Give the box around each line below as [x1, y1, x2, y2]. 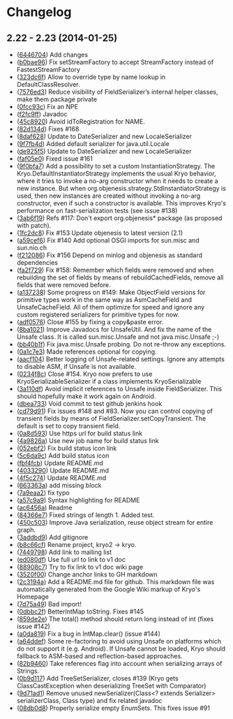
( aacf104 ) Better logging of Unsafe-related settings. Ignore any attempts [16, 355, 225, 363]
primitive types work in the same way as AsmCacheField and [16, 296, 193, 304]
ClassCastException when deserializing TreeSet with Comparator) [16, 682, 206, 690]
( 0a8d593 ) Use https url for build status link [16, 429, 143, 437]
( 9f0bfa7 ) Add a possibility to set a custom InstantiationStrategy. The [16, 162, 216, 170]
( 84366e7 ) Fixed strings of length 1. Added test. [16, 511, 155, 519]
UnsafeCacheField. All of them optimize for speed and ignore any [16, 303, 205, 311]
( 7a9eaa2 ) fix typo [16, 488, 70, 497]
